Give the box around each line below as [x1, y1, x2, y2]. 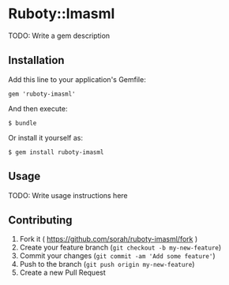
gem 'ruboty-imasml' [8, 90, 77, 98]
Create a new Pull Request [19, 268, 107, 277]
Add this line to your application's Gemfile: [8, 74, 146, 84]
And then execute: [8, 103, 68, 113]
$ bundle [8, 119, 37, 127]
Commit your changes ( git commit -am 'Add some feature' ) [19, 251, 216, 261]
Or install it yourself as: [8, 133, 83, 142]
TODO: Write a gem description [8, 31, 111, 40]
